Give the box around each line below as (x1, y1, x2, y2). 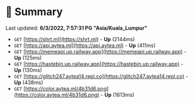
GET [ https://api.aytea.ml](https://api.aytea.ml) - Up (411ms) (13, 42, 156, 49)
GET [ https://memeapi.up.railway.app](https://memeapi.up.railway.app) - (13, 48, 187, 55)
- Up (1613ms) (100, 91, 135, 98)
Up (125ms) (13, 54, 42, 61)
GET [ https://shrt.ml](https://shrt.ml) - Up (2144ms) (13, 35, 135, 42)
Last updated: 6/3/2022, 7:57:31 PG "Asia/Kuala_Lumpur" (5, 24, 148, 31)
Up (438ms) (13, 78, 44, 86)
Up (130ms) (13, 66, 42, 73)
